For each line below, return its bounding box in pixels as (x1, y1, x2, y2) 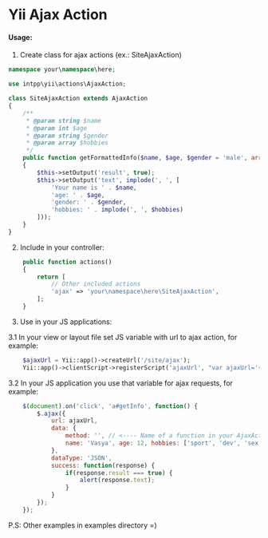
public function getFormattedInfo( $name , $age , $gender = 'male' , (22, 154, 248, 162)
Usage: (8, 32, 33, 42)
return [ (37, 273, 66, 281)
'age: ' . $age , (50, 191, 105, 199)
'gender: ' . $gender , (50, 198, 127, 207)
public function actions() (22, 258, 112, 266)
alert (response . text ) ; (79, 477, 156, 485)
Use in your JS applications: (19, 317, 112, 326)
